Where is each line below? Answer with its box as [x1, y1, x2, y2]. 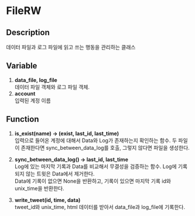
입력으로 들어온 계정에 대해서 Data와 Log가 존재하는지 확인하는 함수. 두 [14, 136, 177, 144]
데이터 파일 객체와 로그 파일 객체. [14, 83, 90, 90]
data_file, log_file [14, 76, 57, 83]
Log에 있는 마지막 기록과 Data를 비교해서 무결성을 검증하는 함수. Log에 [14, 163, 177, 170]
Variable [6, 61, 37, 71]
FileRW [6, 4, 42, 18]
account [14, 90, 36, 97]
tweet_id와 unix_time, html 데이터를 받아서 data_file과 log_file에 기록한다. [14, 203, 186, 210]
